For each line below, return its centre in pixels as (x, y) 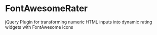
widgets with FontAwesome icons (39, 27)
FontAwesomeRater (46, 9)
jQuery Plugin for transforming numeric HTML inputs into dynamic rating (79, 22)
